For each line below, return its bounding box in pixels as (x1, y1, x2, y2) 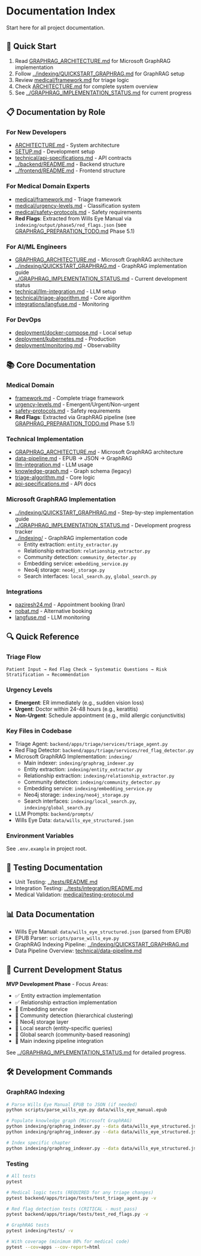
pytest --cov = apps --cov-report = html (6, 1244, 100, 1250)
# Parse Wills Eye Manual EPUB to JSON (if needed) (6, 1102, 138, 1108)
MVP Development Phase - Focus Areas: (6, 980, 109, 987)
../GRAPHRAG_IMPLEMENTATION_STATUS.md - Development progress (14, 521, 191, 529)
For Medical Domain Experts (6, 182, 90, 190)
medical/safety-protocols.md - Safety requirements (14, 208, 142, 216)
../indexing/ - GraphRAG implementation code (14, 534, 127, 541)
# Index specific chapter (6, 1139, 71, 1146)
